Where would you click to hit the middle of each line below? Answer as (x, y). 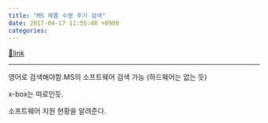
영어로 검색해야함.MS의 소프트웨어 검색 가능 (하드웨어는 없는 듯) (108, 77)
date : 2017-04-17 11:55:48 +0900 (64, 23)
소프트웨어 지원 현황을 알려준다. (57, 111)
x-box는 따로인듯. (36, 94)
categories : (28, 30)
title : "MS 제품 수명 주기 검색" (57, 16)
